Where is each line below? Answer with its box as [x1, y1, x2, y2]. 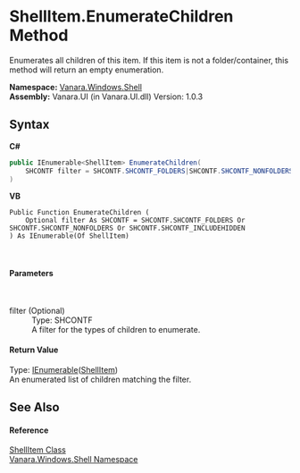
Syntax [9, 117, 50, 132]
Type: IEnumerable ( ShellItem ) [9, 364, 119, 375]
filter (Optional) [9, 305, 65, 316]
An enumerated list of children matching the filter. [9, 374, 192, 384]
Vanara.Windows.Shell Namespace [9, 454, 138, 465]
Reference [9, 425, 49, 435]
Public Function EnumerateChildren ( [9, 208, 150, 217]
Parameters [9, 267, 54, 278]
